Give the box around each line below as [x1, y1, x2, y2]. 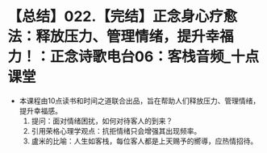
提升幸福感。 [19, 105, 62, 115]
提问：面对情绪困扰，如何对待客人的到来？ [31, 116, 173, 126]
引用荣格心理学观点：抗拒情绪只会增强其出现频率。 [31, 126, 202, 135]
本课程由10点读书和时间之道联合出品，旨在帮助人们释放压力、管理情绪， [19, 96, 261, 105]
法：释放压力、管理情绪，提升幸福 [7, 27, 235, 46]
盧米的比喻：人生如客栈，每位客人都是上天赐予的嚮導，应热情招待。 [31, 136, 258, 146]
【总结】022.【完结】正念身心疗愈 [7, 7, 238, 26]
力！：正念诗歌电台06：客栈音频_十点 [7, 48, 260, 66]
